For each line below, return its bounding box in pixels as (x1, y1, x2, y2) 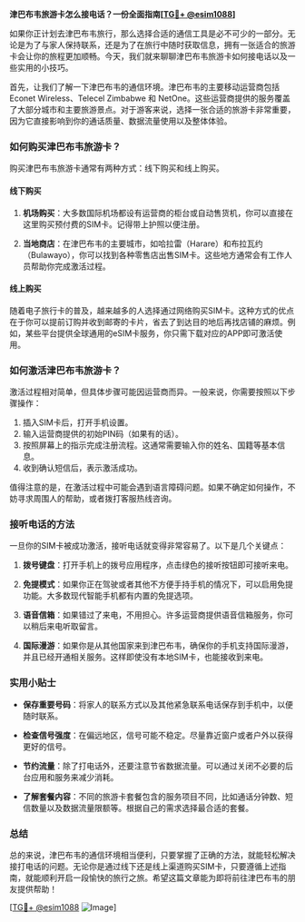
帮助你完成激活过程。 (30, 261, 111, 272)
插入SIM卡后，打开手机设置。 (22, 417, 133, 428)
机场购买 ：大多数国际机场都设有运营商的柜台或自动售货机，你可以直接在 (22, 207, 293, 218)
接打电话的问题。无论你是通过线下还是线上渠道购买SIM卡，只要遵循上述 (9, 860, 279, 871)
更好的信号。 (22, 740, 71, 752)
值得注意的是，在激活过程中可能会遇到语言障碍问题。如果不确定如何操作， (9, 481, 288, 492)
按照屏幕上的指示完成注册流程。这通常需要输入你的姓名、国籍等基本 (22, 440, 278, 451)
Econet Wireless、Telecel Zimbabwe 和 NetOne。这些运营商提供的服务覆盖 (9, 93, 290, 104)
